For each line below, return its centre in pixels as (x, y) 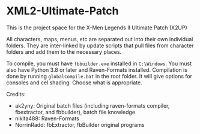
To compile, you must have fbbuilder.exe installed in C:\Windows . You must (99, 63)
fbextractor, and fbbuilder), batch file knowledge (75, 112)
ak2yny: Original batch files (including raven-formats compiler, (92, 105)
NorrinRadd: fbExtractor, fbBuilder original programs (80, 124)
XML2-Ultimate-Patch (62, 11)
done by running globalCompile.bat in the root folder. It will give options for (99, 76)
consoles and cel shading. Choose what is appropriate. (74, 83)
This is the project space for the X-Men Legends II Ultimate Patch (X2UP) (97, 28)
